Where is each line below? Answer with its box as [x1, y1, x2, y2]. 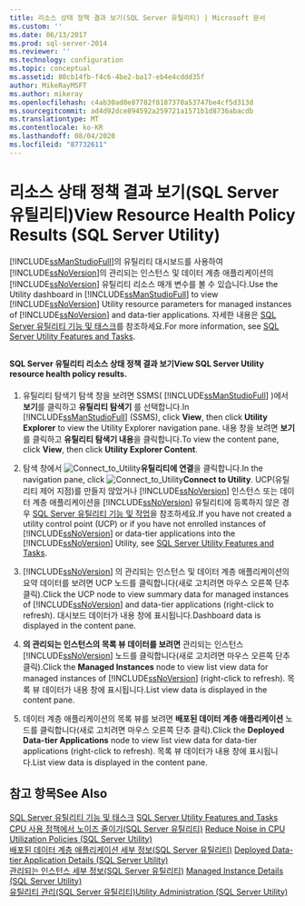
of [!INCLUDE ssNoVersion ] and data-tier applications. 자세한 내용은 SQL [9, 309, 277, 320]
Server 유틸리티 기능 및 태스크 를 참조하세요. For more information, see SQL [9, 320, 280, 332]
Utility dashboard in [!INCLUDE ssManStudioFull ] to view [9, 288, 219, 300]
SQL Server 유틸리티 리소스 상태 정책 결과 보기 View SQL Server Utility [9, 358, 265, 369]
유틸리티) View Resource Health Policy [9, 204, 296, 225]
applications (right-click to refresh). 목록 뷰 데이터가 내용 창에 [22, 745, 247, 756]
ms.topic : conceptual [9, 65, 92, 74]
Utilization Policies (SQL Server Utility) [9, 833, 152, 844]
